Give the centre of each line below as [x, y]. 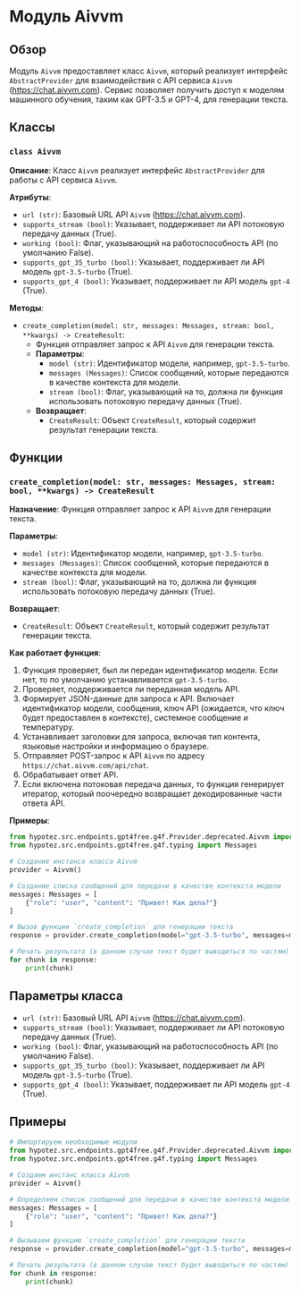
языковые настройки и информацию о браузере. [116, 746]
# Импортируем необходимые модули [74, 1142]
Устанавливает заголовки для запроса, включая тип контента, [141, 737]
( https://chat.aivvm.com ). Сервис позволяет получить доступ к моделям [147, 90]
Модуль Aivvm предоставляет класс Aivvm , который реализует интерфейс [149, 71]
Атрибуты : [30, 197]
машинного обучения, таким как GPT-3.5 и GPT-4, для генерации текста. [149, 99]
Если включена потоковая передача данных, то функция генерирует [153, 784]
